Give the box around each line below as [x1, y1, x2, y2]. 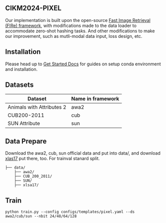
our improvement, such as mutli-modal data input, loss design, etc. [5, 33, 143, 39]
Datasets [5, 81, 34, 89]
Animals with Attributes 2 [7, 104, 66, 111]
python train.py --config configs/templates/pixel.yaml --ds [5, 210, 135, 215]
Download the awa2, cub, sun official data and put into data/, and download [5, 150, 161, 156]
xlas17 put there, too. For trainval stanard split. [5, 156, 100, 162]
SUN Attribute [7, 120, 40, 127]
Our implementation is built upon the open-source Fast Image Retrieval [5, 17, 151, 23]
